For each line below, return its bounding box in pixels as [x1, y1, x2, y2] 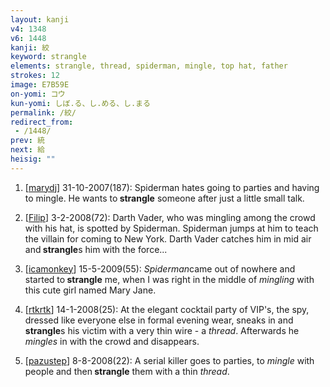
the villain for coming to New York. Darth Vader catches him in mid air [24, 232, 312, 245]
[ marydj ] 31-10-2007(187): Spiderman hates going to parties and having [24, 181, 320, 193]
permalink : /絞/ [10, 107, 77, 118]
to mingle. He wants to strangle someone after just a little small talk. [24, 192, 305, 204]
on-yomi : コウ [10, 89, 66, 99]
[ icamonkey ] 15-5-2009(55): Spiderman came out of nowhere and [24, 262, 296, 275]
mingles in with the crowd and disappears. [24, 335, 200, 347]
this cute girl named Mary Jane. [24, 284, 157, 296]
